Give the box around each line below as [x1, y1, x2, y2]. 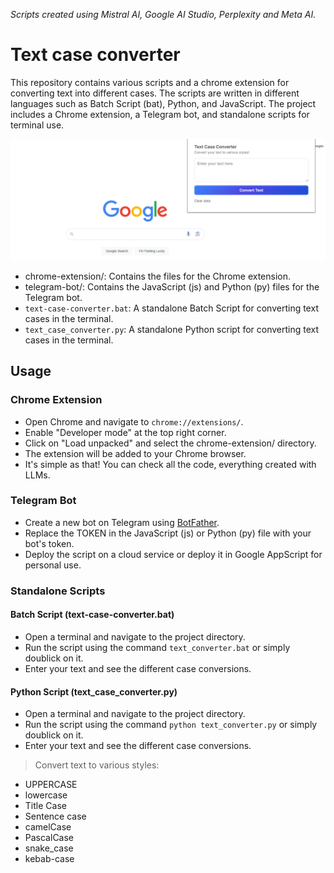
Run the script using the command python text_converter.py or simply [24, 719, 318, 731]
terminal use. [10, 119, 65, 131]
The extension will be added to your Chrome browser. [24, 447, 247, 459]
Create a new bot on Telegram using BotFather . [24, 516, 220, 528]
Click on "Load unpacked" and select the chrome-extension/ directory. [24, 437, 317, 449]
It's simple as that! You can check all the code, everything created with [24, 458, 317, 470]
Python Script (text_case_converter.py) [10, 685, 178, 698]
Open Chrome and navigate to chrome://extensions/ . [24, 415, 244, 428]
